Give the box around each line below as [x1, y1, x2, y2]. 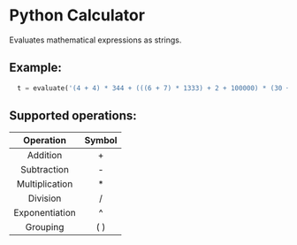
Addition [27, 149, 63, 162]
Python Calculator [9, 5, 146, 26]
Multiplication [16, 178, 73, 190]
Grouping [25, 221, 65, 234]
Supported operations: [9, 108, 137, 124]
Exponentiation [13, 207, 77, 219]
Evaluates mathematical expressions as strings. [9, 34, 182, 45]
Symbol [84, 134, 118, 147]
